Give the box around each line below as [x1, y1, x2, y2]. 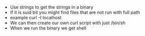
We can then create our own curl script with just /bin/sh [10, 20, 126, 26]
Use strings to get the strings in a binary [10, 4, 94, 10]
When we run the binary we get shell [10, 25, 87, 31]
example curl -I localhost [10, 15, 62, 20]
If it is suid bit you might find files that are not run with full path [10, 9, 140, 15]
